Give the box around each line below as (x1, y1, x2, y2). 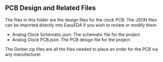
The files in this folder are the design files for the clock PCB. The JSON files (5, 17, 157, 22)
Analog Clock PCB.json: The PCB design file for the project (12, 37, 130, 42)
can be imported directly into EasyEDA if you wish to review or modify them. (5, 22, 158, 28)
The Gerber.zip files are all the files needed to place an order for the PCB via (5, 46, 158, 52)
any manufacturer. (5, 51, 42, 57)
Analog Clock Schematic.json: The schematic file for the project (12, 31, 140, 37)
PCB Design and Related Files (5, 4, 96, 12)
